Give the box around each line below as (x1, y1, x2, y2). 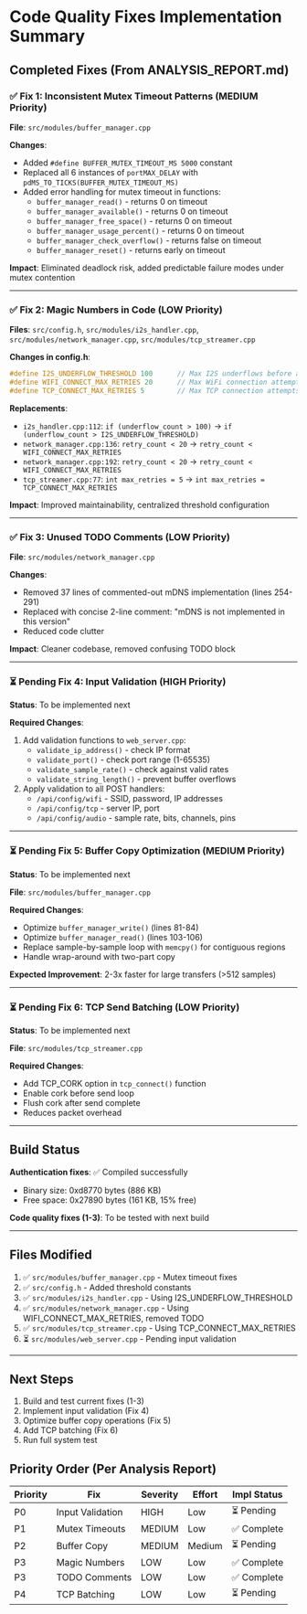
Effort (192, 1488, 218, 1501)
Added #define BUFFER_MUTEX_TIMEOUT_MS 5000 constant (22, 157, 233, 168)
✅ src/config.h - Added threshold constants (22, 1281, 192, 1292)
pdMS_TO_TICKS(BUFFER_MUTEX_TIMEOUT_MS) (22, 178, 179, 187)
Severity (141, 1488, 179, 1501)
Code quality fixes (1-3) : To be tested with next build (9, 1212, 210, 1223)
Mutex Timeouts (56, 1523, 126, 1535)
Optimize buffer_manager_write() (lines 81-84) (22, 921, 199, 933)
